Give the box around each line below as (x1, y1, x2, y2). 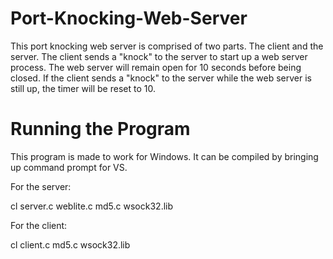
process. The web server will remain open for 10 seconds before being (10, 61, 302, 73)
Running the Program (10, 118, 191, 141)
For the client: (10, 219, 68, 231)
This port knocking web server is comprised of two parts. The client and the (10, 40, 324, 52)
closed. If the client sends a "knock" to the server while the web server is (10, 72, 312, 84)
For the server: (10, 180, 72, 192)
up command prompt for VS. (10, 161, 128, 173)
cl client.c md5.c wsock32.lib (10, 238, 131, 251)
